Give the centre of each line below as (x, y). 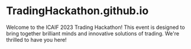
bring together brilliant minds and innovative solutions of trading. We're (93, 33)
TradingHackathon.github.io (77, 11)
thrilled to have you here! (36, 40)
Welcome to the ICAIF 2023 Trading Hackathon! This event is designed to (96, 27)
